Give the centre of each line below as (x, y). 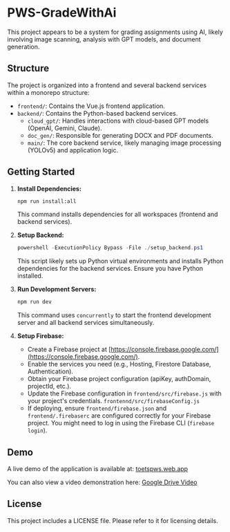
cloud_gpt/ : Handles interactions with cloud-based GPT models (118, 121)
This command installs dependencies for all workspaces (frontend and (117, 214)
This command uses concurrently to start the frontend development (114, 315)
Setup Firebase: (40, 336)
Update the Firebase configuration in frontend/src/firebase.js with (125, 393)
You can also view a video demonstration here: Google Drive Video (102, 482)
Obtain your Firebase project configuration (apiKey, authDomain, (119, 379)
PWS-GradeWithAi (62, 13)
